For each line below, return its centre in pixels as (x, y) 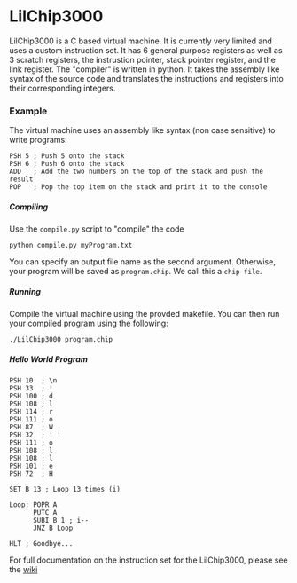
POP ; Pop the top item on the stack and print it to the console (138, 187)
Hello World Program (49, 359)
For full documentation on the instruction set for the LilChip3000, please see (148, 560)
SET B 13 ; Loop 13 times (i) (65, 490)
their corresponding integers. (63, 88)
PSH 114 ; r (31, 412)
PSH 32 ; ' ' (35, 435)
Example (28, 111)
